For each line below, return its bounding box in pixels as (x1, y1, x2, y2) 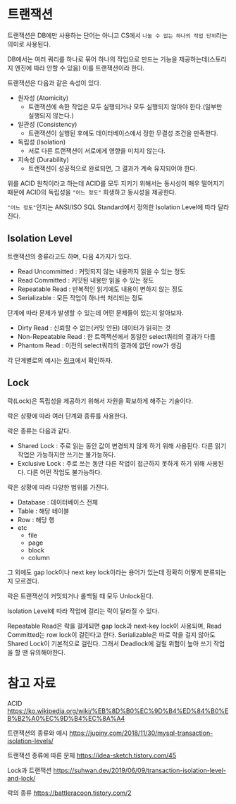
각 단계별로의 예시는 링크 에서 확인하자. (7, 356, 113, 364)
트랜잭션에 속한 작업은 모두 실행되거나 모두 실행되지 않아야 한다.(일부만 (27, 102, 223, 111)
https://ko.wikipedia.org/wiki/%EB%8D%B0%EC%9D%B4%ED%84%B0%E (7, 706, 229, 715)
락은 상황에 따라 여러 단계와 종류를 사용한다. (7, 412, 128, 420)
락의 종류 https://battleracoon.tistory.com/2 (7, 788, 132, 797)
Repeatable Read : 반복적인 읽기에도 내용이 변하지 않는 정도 (17, 285, 184, 293)
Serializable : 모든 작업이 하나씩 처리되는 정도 (17, 293, 144, 302)
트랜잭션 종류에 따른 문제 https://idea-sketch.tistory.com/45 (7, 751, 177, 760)
